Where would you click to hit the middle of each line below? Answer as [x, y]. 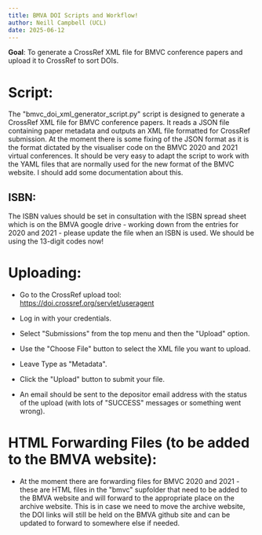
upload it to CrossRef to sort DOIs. [64, 60]
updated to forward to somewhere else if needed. [100, 523]
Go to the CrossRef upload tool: [70, 295]
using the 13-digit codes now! [56, 241]
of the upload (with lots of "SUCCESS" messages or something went [130, 403]
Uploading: [45, 273]
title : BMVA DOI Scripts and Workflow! [73, 15]
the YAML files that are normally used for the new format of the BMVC [121, 164]
